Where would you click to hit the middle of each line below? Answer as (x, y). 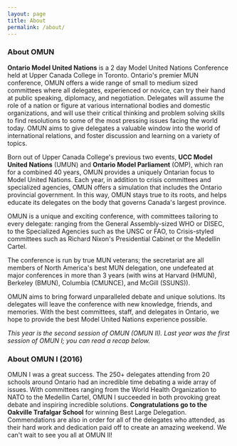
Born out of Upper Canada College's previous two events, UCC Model (110, 156)
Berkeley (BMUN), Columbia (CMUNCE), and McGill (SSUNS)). (99, 282)
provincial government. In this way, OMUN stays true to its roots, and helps (117, 195)
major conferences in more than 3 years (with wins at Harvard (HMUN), (112, 275)
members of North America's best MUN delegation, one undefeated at (111, 267)
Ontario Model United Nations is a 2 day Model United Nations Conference (118, 68)
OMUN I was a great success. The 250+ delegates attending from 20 (109, 374)
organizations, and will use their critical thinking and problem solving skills (116, 113)
